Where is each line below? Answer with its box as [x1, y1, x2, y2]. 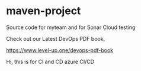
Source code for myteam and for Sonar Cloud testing [6, 24, 136, 31]
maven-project [6, 4, 81, 18]
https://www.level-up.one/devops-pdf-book [6, 46, 114, 54]
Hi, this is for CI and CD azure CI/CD [6, 58, 95, 65]
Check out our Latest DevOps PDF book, [6, 35, 105, 42]
